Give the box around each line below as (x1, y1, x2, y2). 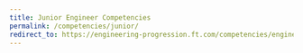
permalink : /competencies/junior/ (9, 22, 140, 31)
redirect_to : (9, 30, 59, 39)
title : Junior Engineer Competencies (9, 13, 151, 22)
